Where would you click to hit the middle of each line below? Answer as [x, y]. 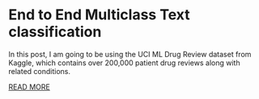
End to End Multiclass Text [99, 15]
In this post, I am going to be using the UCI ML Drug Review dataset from [130, 54]
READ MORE [29, 87]
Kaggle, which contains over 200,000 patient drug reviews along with [124, 63]
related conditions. [40, 71]
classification [55, 32]
